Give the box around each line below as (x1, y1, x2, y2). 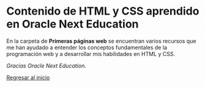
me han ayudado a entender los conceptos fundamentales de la (6, 44, 167, 51)
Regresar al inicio (6, 74, 50, 81)
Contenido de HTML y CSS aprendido (6, 4, 199, 18)
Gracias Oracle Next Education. (6, 62, 87, 69)
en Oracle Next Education (6, 17, 139, 31)
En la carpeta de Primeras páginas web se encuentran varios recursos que (6, 37, 196, 44)
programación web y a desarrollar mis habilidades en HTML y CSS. (6, 50, 176, 57)
